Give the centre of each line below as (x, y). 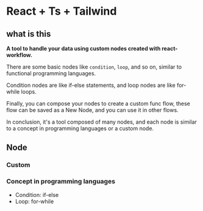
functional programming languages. (51, 73)
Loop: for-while (34, 201)
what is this (29, 34)
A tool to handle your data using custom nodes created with (84, 48)
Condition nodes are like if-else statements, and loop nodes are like (91, 85)
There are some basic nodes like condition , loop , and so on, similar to (94, 67)
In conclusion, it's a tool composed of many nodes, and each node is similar (101, 122)
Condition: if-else (37, 194)
